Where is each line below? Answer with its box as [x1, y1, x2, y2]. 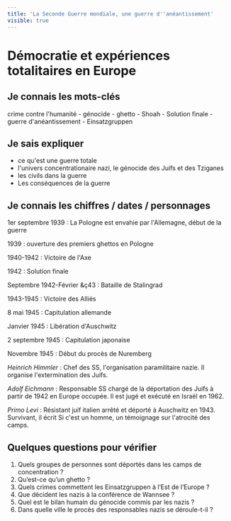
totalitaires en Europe [7, 62, 137, 79]
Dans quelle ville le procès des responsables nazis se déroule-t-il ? [17, 505, 214, 514]
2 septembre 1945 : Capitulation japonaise [7, 336, 130, 344]
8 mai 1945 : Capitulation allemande [7, 308, 112, 317]
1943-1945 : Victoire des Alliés [7, 295, 96, 303]
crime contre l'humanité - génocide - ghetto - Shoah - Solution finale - [7, 109, 213, 118]
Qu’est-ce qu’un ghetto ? [17, 475, 91, 483]
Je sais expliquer [7, 138, 84, 150]
